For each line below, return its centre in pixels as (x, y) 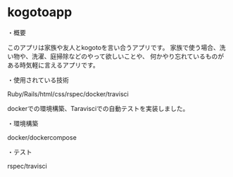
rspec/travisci (27, 166)
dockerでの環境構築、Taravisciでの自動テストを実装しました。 (98, 108)
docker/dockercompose (42, 137)
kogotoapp (40, 12)
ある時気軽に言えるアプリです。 (53, 65)
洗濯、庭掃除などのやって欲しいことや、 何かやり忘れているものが (127, 56)
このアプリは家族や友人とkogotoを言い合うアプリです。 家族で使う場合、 (114, 47)
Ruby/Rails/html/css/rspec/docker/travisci (68, 94)
